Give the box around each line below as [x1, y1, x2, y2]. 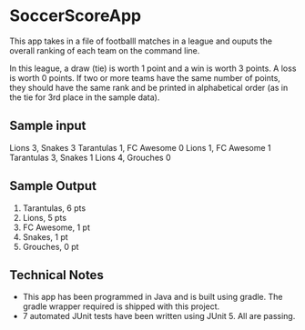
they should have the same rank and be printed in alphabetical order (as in [9, 82, 289, 93]
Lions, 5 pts [22, 212, 66, 223]
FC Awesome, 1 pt [22, 222, 91, 233]
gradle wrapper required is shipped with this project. [22, 301, 220, 312]
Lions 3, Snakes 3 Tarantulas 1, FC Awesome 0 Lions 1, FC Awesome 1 [9, 142, 271, 153]
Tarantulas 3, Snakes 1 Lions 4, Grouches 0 [9, 152, 171, 163]
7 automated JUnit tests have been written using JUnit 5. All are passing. [22, 311, 296, 322]
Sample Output [9, 178, 97, 194]
